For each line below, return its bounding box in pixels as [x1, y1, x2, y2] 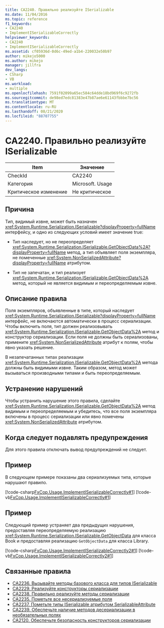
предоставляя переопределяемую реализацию [5, 527, 107, 533]
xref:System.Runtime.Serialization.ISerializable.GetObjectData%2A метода [5, 359, 158, 366]
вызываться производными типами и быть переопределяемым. [5, 370, 141, 376]
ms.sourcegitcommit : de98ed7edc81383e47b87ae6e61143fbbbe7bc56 [5, 95, 139, 100]
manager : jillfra [5, 63, 41, 68]
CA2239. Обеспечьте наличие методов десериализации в [12, 607, 135, 613]
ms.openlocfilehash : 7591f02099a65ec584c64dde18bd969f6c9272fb [5, 91, 139, 96]
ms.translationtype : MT [5, 100, 55, 105]
